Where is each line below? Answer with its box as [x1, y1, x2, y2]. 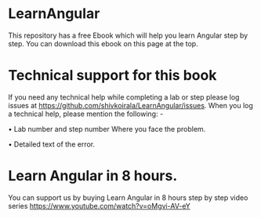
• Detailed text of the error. [8, 139, 96, 149]
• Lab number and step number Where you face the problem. [8, 124, 206, 133]
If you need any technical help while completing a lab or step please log [8, 92, 240, 102]
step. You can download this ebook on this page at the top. [8, 38, 198, 48]
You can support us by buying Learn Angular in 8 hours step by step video [8, 193, 248, 202]
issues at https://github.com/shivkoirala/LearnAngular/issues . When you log [8, 100, 253, 110]
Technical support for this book [8, 67, 217, 85]
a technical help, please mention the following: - [8, 109, 164, 118]
